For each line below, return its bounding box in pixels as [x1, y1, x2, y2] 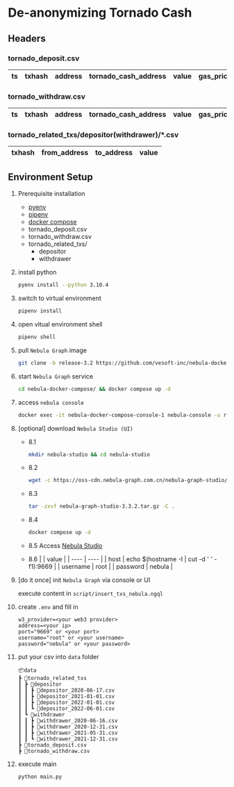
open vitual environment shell [17, 320, 103, 329]
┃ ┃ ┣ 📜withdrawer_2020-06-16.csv [17, 718, 118, 724]
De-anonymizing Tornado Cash [8, 5, 192, 21]
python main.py [17, 773, 62, 781]
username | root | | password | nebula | [61, 563, 173, 571]
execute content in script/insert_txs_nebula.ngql [17, 589, 164, 598]
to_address [94, 148, 133, 158]
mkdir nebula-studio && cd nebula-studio [28, 451, 150, 458]
